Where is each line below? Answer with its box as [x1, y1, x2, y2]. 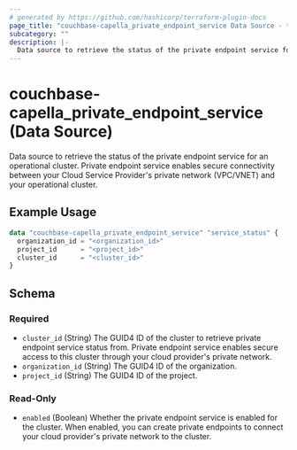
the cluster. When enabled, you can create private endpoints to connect [21, 422, 284, 432]
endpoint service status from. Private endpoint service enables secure [21, 342, 278, 353]
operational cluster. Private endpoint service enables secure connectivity [9, 160, 276, 171]
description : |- [9, 37, 69, 47]
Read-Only [9, 392, 57, 404]
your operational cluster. [9, 179, 98, 190]
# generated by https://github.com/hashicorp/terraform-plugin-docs [9, 12, 267, 22]
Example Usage [9, 205, 97, 220]
